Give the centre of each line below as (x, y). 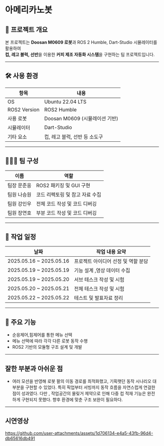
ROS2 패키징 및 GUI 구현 (63, 185)
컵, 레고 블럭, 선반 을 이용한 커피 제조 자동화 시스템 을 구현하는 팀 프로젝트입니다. (80, 55)
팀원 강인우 (20, 203)
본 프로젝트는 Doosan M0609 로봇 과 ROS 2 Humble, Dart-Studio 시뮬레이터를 (81, 42)
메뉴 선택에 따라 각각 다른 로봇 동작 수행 (50, 341)
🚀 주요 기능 (21, 322)
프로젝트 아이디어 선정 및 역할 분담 (111, 261)
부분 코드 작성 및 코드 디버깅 (66, 213)
